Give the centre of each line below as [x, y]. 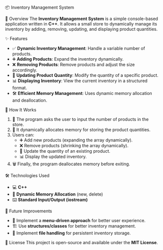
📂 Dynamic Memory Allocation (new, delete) [58, 194]
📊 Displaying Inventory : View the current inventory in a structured [80, 81]
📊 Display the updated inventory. [53, 157]
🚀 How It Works [21, 110]
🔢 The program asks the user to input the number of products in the [80, 119]
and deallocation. [30, 100]
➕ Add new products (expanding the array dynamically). [76, 140]
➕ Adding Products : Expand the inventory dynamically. [68, 59]
